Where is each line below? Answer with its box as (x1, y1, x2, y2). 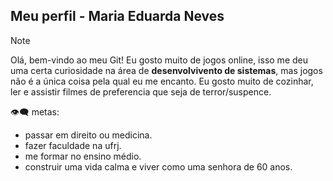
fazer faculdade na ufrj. (24, 139, 122, 151)
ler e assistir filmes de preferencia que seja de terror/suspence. (10, 85, 272, 98)
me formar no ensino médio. (24, 150, 142, 162)
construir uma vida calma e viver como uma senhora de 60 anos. (24, 160, 293, 173)
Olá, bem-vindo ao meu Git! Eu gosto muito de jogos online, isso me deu (10, 54, 308, 66)
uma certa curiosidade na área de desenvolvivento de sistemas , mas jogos (10, 64, 323, 76)
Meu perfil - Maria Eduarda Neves (10, 8, 225, 25)
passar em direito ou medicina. (24, 129, 153, 141)
